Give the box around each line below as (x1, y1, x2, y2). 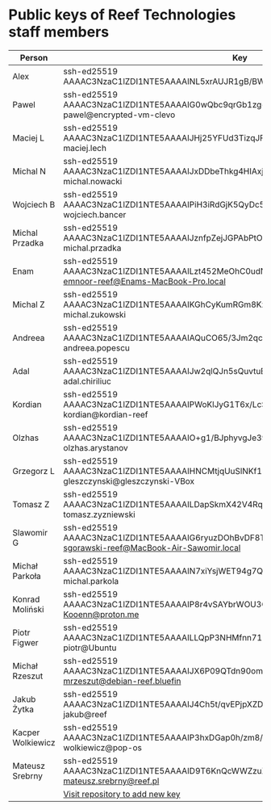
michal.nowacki (63, 175, 123, 187)
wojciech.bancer (63, 208, 127, 220)
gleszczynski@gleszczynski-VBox (63, 475, 195, 486)
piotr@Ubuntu (63, 642, 117, 653)
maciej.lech (63, 142, 107, 153)
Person (19, 52, 48, 63)
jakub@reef (63, 708, 107, 720)
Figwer (12, 636, 39, 648)
